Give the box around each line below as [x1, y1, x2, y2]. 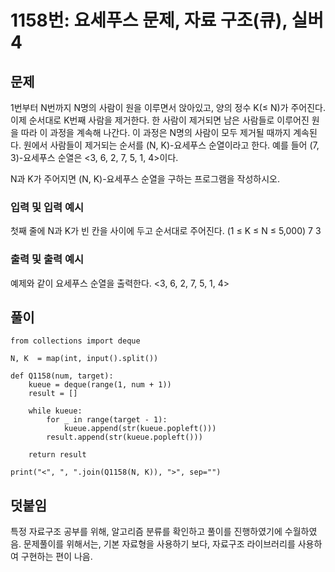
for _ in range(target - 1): [46, 415, 168, 425]
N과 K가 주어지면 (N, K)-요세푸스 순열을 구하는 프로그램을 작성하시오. [10, 173, 281, 185]
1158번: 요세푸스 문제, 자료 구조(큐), [10, 9, 288, 32]
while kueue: [28, 406, 83, 416]
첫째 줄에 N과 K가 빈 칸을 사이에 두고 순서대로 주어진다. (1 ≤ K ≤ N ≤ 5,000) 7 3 [10, 225, 322, 237]
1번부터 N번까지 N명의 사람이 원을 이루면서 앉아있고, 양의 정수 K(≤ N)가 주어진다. [10, 102, 326, 113]
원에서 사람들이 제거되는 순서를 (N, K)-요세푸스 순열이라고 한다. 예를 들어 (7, [23, 139, 320, 151]
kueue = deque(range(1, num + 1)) [28, 380, 172, 390]
